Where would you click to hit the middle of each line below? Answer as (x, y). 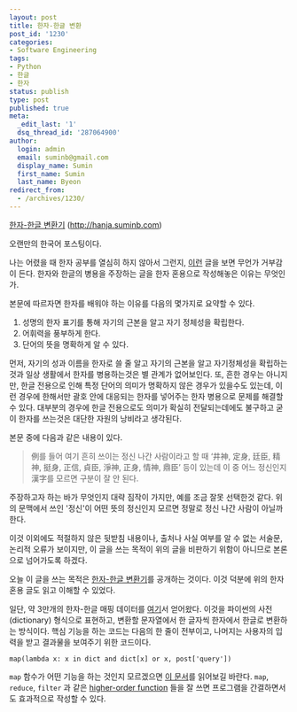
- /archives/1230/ (51, 199)
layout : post (33, 17)
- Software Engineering (53, 50)
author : (23, 141)
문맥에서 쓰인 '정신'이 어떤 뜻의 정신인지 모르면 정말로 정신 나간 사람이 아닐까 (151, 508)
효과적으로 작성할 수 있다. (62, 698)
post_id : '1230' (39, 34)
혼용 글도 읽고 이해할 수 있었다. (63, 590)
